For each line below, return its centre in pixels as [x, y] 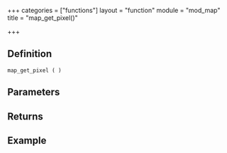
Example [27, 141]
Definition [29, 54]
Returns [26, 116]
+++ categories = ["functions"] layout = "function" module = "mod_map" [114, 10]
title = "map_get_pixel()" [43, 18]
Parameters [34, 92]
